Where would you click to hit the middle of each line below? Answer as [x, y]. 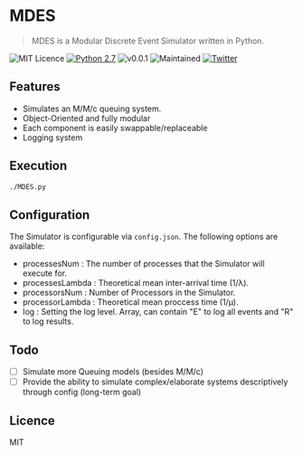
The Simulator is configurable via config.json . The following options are [144, 237]
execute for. [45, 273]
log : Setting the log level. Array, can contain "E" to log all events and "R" [158, 312]
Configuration [50, 215]
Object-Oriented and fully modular [86, 118]
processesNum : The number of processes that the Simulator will [143, 264]
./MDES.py [28, 186]
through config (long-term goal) [82, 392]
